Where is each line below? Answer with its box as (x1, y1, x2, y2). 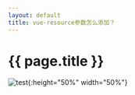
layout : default (8, 11, 61, 19)
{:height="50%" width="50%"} (27, 78, 128, 87)
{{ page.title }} (8, 52, 105, 70)
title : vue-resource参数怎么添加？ (8, 19, 115, 26)
